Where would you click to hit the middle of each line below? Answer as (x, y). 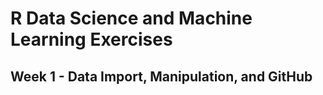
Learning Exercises (91, 39)
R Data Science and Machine (131, 18)
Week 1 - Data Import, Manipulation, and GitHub (161, 76)
